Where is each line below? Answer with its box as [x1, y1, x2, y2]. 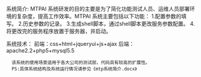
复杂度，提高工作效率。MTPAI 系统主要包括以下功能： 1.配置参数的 [16, 13, 182, 20]
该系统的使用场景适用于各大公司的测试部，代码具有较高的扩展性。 [11, 60, 150, 66]
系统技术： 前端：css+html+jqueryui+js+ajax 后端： [6, 41, 135, 47]
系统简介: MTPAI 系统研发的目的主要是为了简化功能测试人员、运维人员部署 [6, 5, 190, 12]
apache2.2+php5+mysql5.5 [6, 47, 75, 54]
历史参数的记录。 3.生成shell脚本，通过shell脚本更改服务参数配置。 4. [23, 20, 195, 27]
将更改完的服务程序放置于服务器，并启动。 [6, 27, 112, 35]
